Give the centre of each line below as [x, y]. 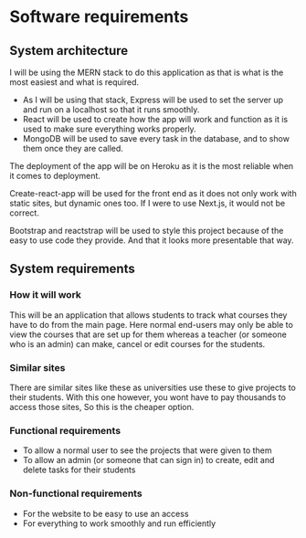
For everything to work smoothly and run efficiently [119, 523]
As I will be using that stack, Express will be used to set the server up [153, 100]
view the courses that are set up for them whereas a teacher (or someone [148, 334]
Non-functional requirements [76, 493]
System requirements [72, 269]
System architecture [69, 51]
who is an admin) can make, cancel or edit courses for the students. [137, 343]
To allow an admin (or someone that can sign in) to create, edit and [148, 460]
